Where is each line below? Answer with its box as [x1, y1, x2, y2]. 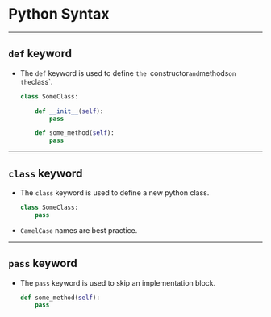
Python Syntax [8, 5, 110, 23]
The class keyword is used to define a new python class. [19, 187, 210, 198]
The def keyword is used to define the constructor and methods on [19, 68, 236, 77]
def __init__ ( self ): [35, 106, 104, 115]
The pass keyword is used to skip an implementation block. [19, 277, 216, 287]
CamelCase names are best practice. [19, 225, 138, 235]
